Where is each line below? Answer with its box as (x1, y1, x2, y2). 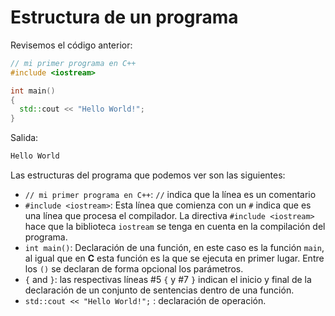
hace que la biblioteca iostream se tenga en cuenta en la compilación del (24, 221, 326, 233)
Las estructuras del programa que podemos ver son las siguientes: (10, 169, 286, 181)
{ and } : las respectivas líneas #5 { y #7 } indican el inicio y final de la (24, 274, 312, 286)
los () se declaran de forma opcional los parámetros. (24, 263, 244, 275)
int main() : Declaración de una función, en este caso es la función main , (24, 242, 325, 254)
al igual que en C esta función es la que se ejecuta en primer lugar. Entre (24, 252, 325, 265)
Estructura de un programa (10, 6, 239, 29)
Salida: (10, 132, 39, 144)
